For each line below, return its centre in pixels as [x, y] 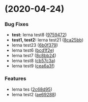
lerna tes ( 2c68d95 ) [32, 89]
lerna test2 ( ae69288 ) [34, 94]
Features [15, 79]
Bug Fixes [17, 24]
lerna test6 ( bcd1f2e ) [33, 50]
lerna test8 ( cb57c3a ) [33, 61]
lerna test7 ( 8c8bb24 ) [34, 56]
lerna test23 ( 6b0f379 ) [35, 45]
